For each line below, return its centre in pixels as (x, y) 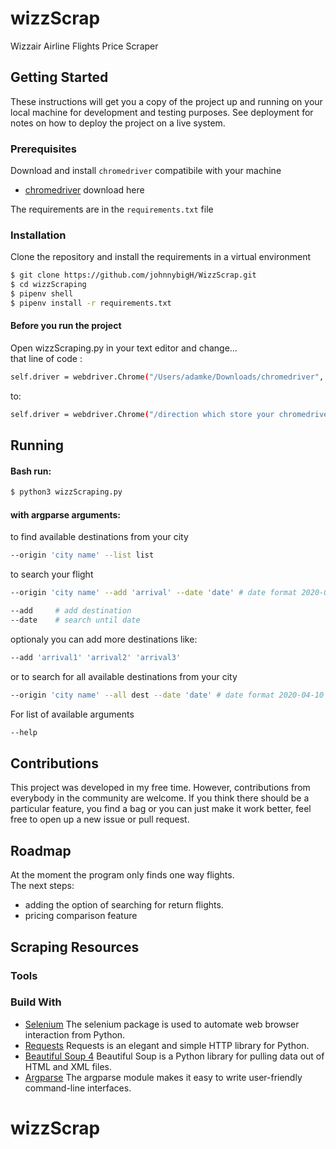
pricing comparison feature (81, 916)
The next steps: (42, 886)
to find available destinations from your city (99, 537)
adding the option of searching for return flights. (124, 905)
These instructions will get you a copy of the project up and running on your (166, 101)
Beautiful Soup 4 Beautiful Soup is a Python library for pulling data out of (174, 1056)
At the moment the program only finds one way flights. (122, 875)
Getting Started (59, 77)
